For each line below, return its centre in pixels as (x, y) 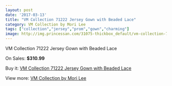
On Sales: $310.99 (25, 58)
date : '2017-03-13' (26, 15)
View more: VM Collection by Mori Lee (46, 78)
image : (12, 34)
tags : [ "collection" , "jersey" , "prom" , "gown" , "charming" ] (67, 29)
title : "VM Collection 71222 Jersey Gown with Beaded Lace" (71, 19)
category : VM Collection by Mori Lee (46, 24)
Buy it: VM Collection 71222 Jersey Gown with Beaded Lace (68, 68)
